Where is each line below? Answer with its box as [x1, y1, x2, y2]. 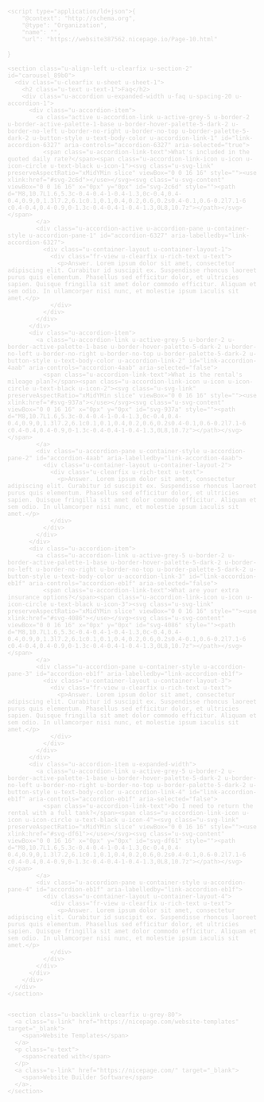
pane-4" [7, 886, 33, 894]
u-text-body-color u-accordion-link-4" [53, 788, 186, 796]
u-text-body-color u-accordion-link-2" [53, 357, 186, 365]
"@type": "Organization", [21, 21, 108, 29]
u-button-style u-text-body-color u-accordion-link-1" [32, 134, 218, 142]
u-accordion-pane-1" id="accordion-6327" [28, 231, 169, 239]
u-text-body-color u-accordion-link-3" [53, 572, 186, 580]
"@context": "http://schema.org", [21, 14, 136, 22]
